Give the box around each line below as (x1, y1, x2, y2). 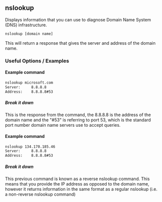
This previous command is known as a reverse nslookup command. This (5, 176, 150, 182)
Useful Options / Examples (5, 57, 70, 64)
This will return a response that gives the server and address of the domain (5, 40, 156, 46)
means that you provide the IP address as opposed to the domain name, (5, 181, 149, 187)
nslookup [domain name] (5, 31, 54, 36)
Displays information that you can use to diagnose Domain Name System (5, 17, 151, 22)
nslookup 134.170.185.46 (5, 144, 55, 149)
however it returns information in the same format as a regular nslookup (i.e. (5, 186, 158, 192)
